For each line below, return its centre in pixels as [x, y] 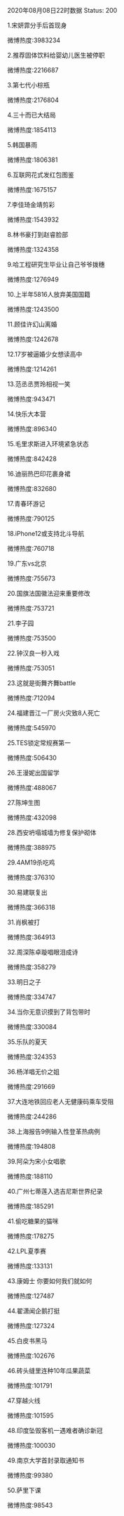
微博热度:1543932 [33, 219]
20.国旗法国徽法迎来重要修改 [49, 593]
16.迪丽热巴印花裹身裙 [39, 474]
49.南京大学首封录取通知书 [46, 1460]
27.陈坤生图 [24, 803]
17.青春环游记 [26, 504]
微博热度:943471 [32, 399]
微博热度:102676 [31, 1356]
